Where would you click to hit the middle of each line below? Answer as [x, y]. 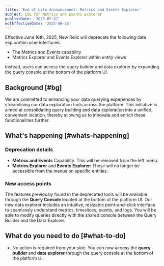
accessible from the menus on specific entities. [60, 171]
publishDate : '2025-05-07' [33, 19]
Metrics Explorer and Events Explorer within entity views [69, 58]
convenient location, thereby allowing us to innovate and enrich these [75, 115]
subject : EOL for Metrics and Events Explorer [54, 14]
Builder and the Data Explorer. [35, 221]
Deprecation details [29, 149]
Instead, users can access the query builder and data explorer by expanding [82, 67]
